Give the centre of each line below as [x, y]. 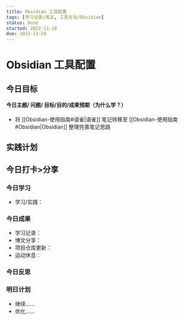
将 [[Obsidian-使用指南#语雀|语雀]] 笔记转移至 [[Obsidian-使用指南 [96, 119]
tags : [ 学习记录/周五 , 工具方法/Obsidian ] [55, 17]
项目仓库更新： [33, 248]
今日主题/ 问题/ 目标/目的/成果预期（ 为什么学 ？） [66, 105]
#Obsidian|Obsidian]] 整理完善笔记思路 [63, 127]
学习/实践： [29, 202]
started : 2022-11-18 [32, 28]
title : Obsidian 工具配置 [37, 12]
